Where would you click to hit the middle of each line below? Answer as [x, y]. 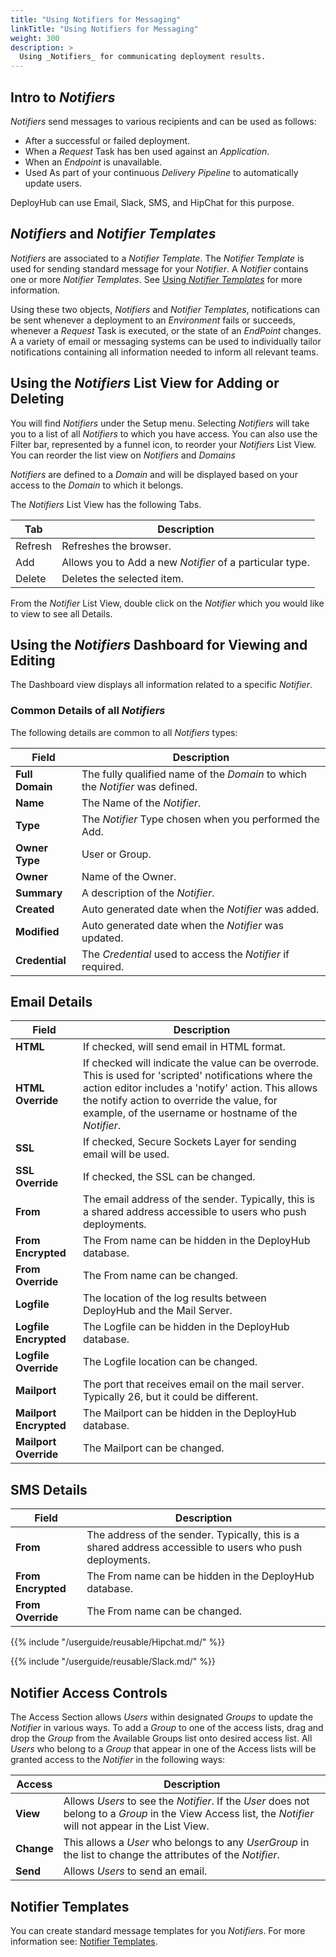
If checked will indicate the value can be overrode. [201, 1063]
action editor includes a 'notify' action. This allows [200, 1088]
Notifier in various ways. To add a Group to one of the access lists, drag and [167, 1728]
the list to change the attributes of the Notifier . [171, 1855]
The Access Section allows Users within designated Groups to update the [162, 1717]
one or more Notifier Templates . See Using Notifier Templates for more [156, 279]
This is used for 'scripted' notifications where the [197, 1076]
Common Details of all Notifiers [88, 711]
